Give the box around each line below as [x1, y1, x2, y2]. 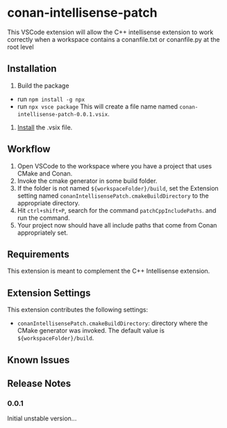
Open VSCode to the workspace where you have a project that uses [17, 161, 212, 170]
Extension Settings [7, 287, 91, 299]
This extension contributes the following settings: [7, 306, 148, 314]
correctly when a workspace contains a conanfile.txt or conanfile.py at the [7, 35, 220, 43]
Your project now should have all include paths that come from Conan [17, 221, 217, 229]
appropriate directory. [17, 198, 80, 207]
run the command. [17, 214, 71, 222]
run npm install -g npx [17, 95, 85, 103]
